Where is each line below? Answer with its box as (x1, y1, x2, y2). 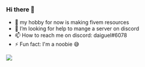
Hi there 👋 (6, 5, 35, 14)
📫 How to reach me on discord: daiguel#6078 (14, 32, 127, 39)
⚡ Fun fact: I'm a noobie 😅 (14, 41, 80, 48)
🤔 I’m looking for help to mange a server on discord (14, 25, 140, 32)
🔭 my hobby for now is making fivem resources (14, 19, 130, 26)
